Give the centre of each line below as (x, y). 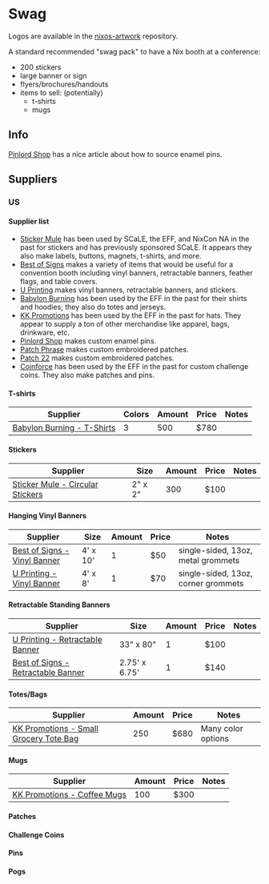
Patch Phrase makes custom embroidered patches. (104, 350)
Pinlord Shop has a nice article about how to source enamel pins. (115, 154)
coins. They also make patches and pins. (87, 375)
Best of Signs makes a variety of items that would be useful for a (126, 264)
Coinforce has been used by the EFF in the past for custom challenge (134, 367)
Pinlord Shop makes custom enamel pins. (88, 341)
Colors (136, 415)
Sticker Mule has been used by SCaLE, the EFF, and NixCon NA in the (134, 239)
